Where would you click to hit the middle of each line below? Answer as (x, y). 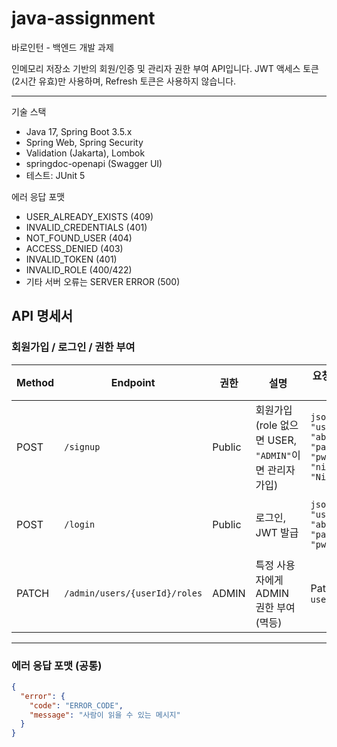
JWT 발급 (277, 532)
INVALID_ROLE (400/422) (79, 269)
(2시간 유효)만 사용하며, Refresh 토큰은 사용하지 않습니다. (124, 81)
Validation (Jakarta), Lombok (85, 153)
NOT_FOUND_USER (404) (79, 238)
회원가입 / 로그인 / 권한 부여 (73, 347)
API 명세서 (42, 316)
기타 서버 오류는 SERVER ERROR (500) (103, 281)
